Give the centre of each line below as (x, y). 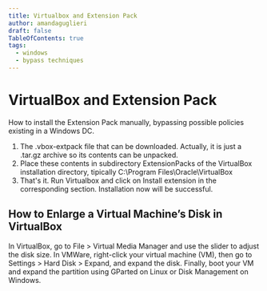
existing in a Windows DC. (51, 131)
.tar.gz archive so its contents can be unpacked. (99, 155)
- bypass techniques (50, 61)
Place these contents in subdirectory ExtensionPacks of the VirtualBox (136, 163)
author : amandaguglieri (48, 23)
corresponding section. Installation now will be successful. (116, 188)
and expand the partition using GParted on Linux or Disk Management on (129, 271)
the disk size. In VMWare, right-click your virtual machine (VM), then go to (130, 254)
